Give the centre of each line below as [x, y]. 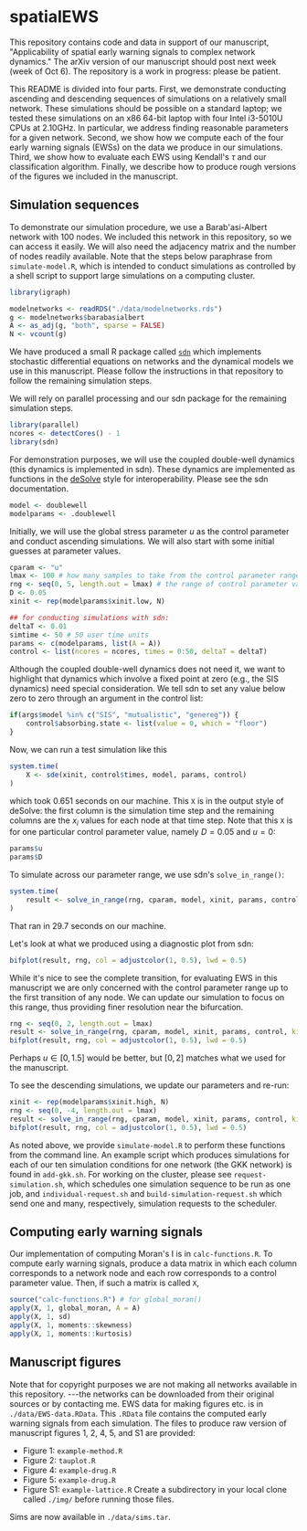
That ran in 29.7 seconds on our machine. [88, 925]
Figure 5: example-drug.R [69, 1479]
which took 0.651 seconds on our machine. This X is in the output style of [147, 800]
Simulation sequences [74, 205]
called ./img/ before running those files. [98, 1499]
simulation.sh [37, 1185]
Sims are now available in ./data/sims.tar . [90, 1516]
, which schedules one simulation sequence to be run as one [177, 1184]
